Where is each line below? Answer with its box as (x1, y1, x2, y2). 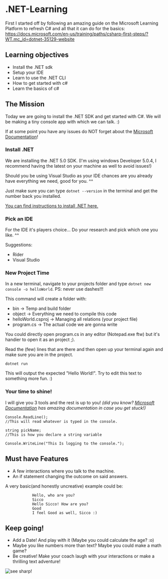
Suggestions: (5, 242, 33, 248)
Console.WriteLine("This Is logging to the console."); (5, 441, 124, 446)
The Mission (5, 100, 45, 108)
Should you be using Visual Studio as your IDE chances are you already (5, 172, 153, 179)
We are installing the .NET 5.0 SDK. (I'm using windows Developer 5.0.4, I (5, 157, 157, 164)
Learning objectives (5, 51, 69, 59)
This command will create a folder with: (5, 296, 87, 302)
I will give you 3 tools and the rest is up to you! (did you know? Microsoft (5, 399, 154, 405)
